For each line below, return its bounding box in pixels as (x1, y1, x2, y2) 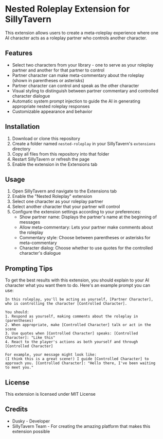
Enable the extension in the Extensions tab (12, 161, 98, 167)
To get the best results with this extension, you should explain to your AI (5, 277, 149, 283)
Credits (5, 405, 28, 414)
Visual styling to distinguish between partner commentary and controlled (12, 88, 159, 93)
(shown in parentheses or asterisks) (12, 77, 84, 83)
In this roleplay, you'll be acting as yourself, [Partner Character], (5, 297, 153, 302)
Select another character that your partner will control (12, 204, 120, 210)
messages (19, 219, 40, 225)
